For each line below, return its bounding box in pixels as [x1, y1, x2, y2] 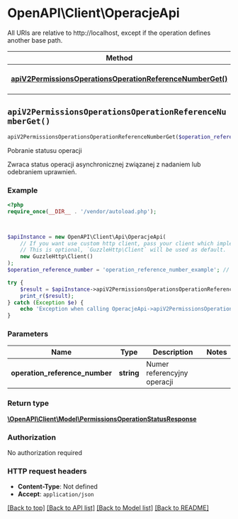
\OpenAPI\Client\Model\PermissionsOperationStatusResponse [7, 414, 197, 423]
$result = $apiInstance [20, 286, 91, 293]
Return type [7, 398, 50, 408]
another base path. [7, 36, 63, 44]
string [118, 368, 140, 378]
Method [106, 53, 133, 63]
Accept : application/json [17, 490, 94, 498]
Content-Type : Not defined [17, 482, 98, 491]
